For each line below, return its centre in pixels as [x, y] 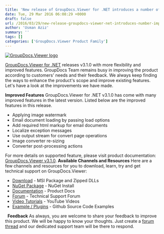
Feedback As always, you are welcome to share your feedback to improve [82, 216]
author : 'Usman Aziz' [27, 28]
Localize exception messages [42, 130]
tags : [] [14, 37]
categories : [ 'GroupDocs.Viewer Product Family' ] [57, 42]
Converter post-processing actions [47, 146]
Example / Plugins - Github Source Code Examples [63, 206]
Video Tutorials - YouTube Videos [46, 201]
